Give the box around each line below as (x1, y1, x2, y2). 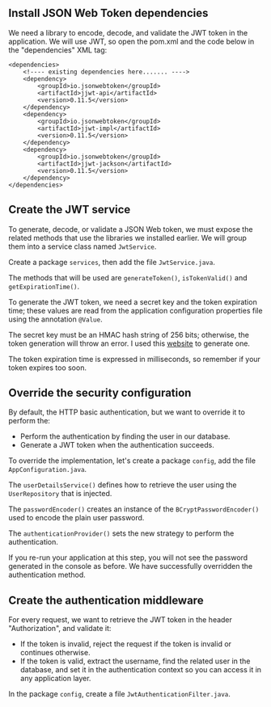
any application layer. (19, 674, 91, 684)
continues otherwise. (19, 648, 91, 658)
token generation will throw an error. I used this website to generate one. (8, 339, 251, 348)
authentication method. (8, 570, 87, 580)
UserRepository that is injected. (8, 489, 112, 499)
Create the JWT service (8, 203, 131, 217)
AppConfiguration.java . (8, 465, 87, 474)
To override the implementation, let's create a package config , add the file (8, 456, 256, 465)
